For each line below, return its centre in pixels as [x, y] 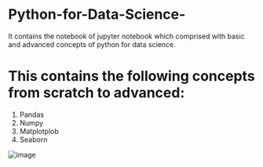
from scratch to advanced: [97, 93]
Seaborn [33, 140]
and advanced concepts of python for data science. [92, 44]
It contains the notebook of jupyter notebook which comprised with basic [126, 36]
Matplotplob [39, 131]
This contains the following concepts [131, 76]
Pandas [32, 114]
